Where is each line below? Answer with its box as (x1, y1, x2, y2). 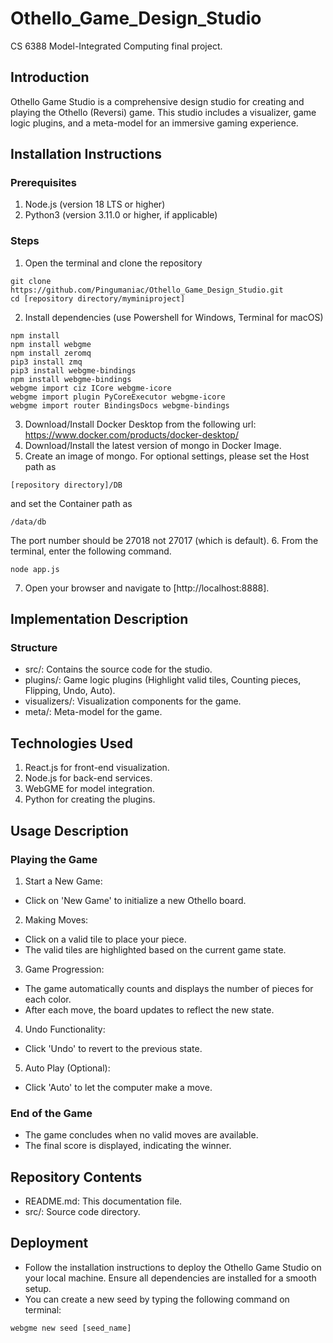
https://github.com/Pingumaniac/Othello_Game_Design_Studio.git (10, 285, 284, 295)
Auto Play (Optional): (24, 1062, 111, 1074)
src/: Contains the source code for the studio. (24, 663, 213, 676)
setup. (24, 1282, 52, 1294)
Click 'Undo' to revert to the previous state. (24, 1042, 203, 1054)
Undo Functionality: (24, 1023, 106, 1035)
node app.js (10, 564, 60, 574)
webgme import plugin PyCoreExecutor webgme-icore (10, 392, 226, 402)
